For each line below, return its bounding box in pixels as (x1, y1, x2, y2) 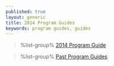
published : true (5, 8, 46, 15)
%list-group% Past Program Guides (20, 53, 108, 60)
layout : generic (5, 14, 46, 20)
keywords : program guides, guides (5, 25, 91, 32)
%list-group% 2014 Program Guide (20, 42, 106, 49)
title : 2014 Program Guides (5, 20, 75, 26)
